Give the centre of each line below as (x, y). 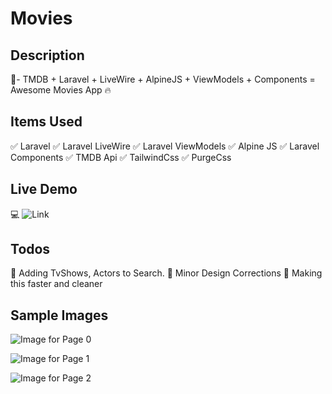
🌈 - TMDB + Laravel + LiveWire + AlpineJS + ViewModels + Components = (163, 79)
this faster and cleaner (56, 284)
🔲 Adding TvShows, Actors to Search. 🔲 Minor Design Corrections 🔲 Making (166, 273)
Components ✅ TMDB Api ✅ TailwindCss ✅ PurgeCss (121, 157)
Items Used (46, 122)
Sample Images (59, 315)
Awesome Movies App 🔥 (61, 90)
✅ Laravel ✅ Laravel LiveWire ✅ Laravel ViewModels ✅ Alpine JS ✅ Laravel (165, 146)
